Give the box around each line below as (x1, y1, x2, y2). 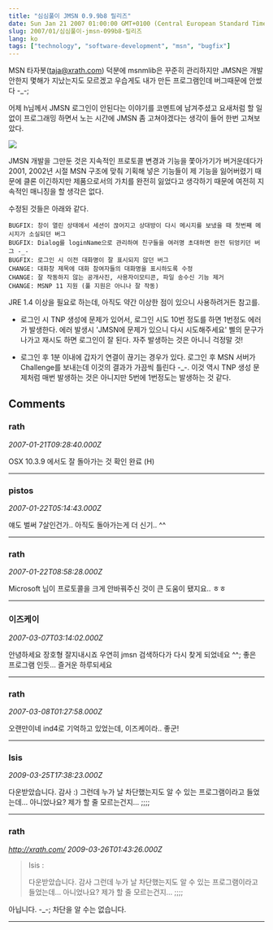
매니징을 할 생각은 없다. (29, 186, 104, 196)
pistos (8, 485, 34, 496)
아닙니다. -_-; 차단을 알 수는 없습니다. (8, 904, 127, 914)
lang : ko (8, 34, 38, 43)
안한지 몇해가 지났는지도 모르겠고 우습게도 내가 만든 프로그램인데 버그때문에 (8, 76, 248, 85)
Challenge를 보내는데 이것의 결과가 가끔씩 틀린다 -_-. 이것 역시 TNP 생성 (19, 363, 252, 373)
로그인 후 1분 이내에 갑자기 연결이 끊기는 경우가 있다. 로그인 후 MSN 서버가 (19, 352, 256, 362)
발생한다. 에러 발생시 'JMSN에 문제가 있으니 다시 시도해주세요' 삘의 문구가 (28, 325, 264, 334)
